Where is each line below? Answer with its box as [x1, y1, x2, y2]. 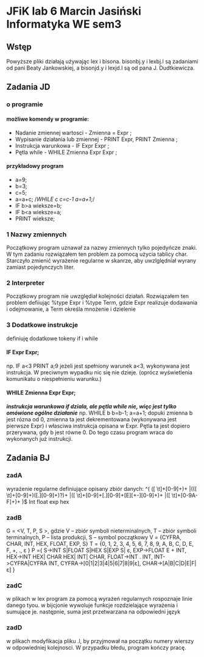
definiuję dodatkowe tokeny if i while [6, 335, 99, 342]
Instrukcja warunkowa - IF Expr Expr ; [15, 142, 110, 149]
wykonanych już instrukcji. [6, 435, 73, 443]
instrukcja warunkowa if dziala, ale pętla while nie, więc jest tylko [6, 403, 177, 410]
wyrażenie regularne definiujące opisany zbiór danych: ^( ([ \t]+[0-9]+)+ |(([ [6, 485, 197, 492]
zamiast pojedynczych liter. [6, 264, 75, 271]
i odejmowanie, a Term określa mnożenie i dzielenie [6, 305, 136, 313]
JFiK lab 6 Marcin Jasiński [6, 4, 142, 18]
